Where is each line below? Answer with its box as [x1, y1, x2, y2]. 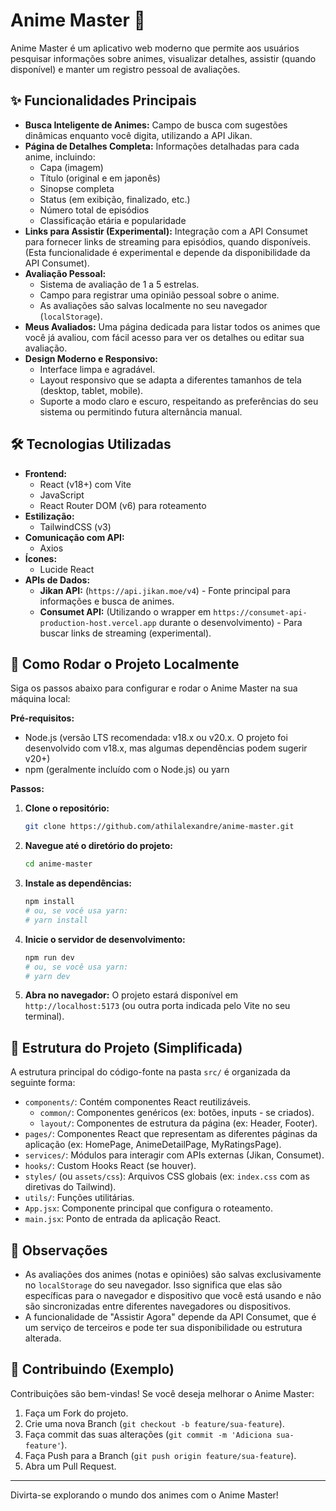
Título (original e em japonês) [39, 172, 161, 184]
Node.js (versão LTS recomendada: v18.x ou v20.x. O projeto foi [24, 732, 288, 744]
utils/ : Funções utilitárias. [24, 1192, 135, 1204]
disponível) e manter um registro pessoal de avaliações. [10, 63, 241, 75]
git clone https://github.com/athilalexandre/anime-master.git [24, 822, 295, 832]
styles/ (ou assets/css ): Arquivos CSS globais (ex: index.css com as [24, 1170, 310, 1183]
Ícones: [24, 552, 58, 564]
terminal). [24, 1010, 65, 1023]
